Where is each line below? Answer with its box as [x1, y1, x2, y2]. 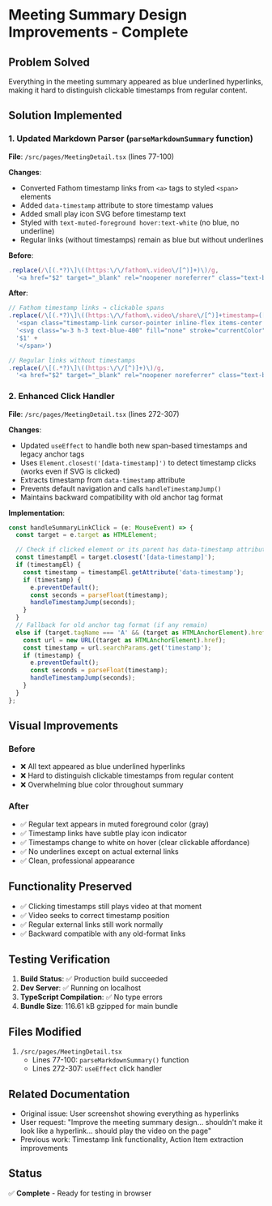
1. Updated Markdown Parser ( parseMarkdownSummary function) [8, 133, 253, 144]
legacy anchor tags [19, 448, 85, 459]
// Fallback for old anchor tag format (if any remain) [15, 621, 208, 629]
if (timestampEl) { [15, 561, 82, 569]
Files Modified [8, 1024, 83, 1039]
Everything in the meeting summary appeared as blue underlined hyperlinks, [8, 77, 264, 86]
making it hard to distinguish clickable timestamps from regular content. [8, 85, 249, 95]
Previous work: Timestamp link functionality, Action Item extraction [19, 1134, 244, 1144]
